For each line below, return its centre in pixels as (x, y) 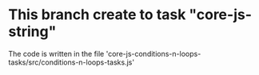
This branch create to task (97, 15)
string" (32, 32)
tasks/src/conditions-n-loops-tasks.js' (71, 62)
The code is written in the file (56, 53)
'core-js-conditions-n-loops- (153, 53)
